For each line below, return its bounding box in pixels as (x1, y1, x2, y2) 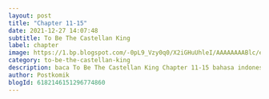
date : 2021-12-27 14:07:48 (8, 26, 98, 34)
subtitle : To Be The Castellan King (8, 34, 130, 42)
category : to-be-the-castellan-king (8, 57, 130, 65)
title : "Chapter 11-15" (8, 19, 88, 27)
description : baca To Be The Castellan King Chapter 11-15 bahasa (8, 64, 235, 72)
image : (8, 49, 30, 57)
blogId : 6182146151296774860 (8, 78, 106, 86)
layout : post (8, 11, 52, 20)
